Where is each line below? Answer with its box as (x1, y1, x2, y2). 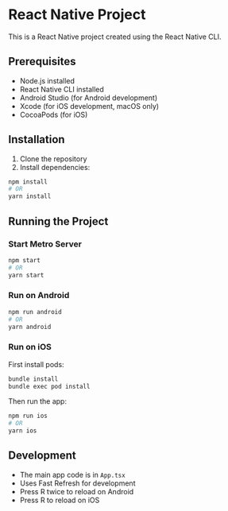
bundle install (8, 375, 59, 383)
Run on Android (8, 290, 70, 301)
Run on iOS (8, 342, 52, 353)
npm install (8, 177, 48, 186)
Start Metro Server (8, 238, 82, 250)
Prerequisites (8, 55, 76, 68)
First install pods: (8, 359, 65, 369)
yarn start (8, 271, 44, 279)
